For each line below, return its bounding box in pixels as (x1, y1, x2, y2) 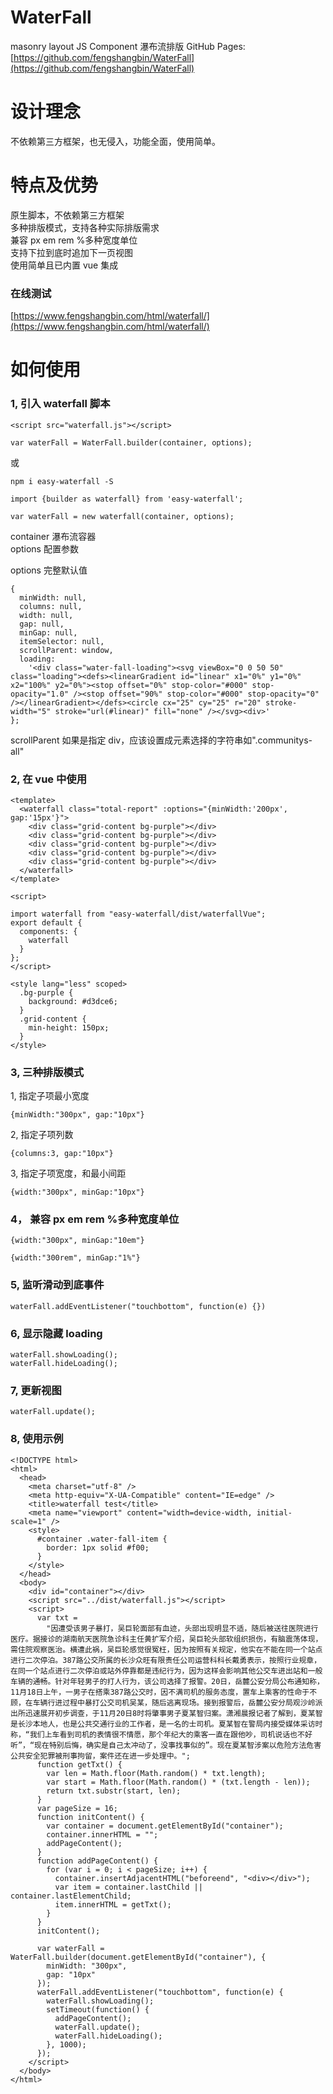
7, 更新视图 (10, 1384, 62, 1397)
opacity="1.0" (10, 689, 70, 699)
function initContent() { (36, 1812, 145, 1822)
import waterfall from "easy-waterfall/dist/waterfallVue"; (10, 909, 267, 919)
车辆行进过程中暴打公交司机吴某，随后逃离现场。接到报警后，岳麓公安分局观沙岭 (32, 1697, 316, 1708)
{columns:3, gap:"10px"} (10, 1149, 114, 1159)
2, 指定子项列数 (10, 1129, 74, 1141)
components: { (19, 926, 78, 936)
